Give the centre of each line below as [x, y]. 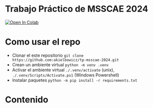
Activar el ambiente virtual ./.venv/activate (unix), [63, 70]
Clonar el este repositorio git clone [48, 55]
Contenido [27, 100]
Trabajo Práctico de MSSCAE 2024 [76, 9]
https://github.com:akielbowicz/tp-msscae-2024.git [65, 60]
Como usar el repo [43, 42]
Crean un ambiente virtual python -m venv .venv [60, 64]
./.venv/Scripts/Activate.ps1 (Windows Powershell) [66, 75]
